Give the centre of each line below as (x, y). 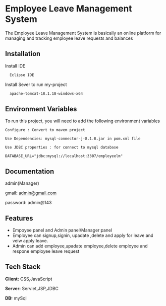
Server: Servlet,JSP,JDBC (32, 288)
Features (19, 218)
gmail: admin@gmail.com (31, 193)
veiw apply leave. (30, 240)
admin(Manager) (22, 183)
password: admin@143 (28, 203)
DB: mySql (16, 298)
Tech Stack (23, 267)
